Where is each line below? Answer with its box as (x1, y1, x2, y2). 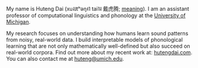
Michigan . (6, 18, 31, 25)
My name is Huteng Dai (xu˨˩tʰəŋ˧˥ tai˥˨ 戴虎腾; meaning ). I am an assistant (6, 5, 190, 12)
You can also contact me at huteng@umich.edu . (6, 55, 124, 62)
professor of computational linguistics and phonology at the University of (6, 12, 186, 19)
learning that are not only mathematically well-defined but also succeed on (6, 42, 191, 50)
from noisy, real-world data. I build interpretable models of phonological (6, 36, 183, 43)
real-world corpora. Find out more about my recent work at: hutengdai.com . (6, 49, 193, 55)
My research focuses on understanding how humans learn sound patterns (6, 30, 189, 37)
